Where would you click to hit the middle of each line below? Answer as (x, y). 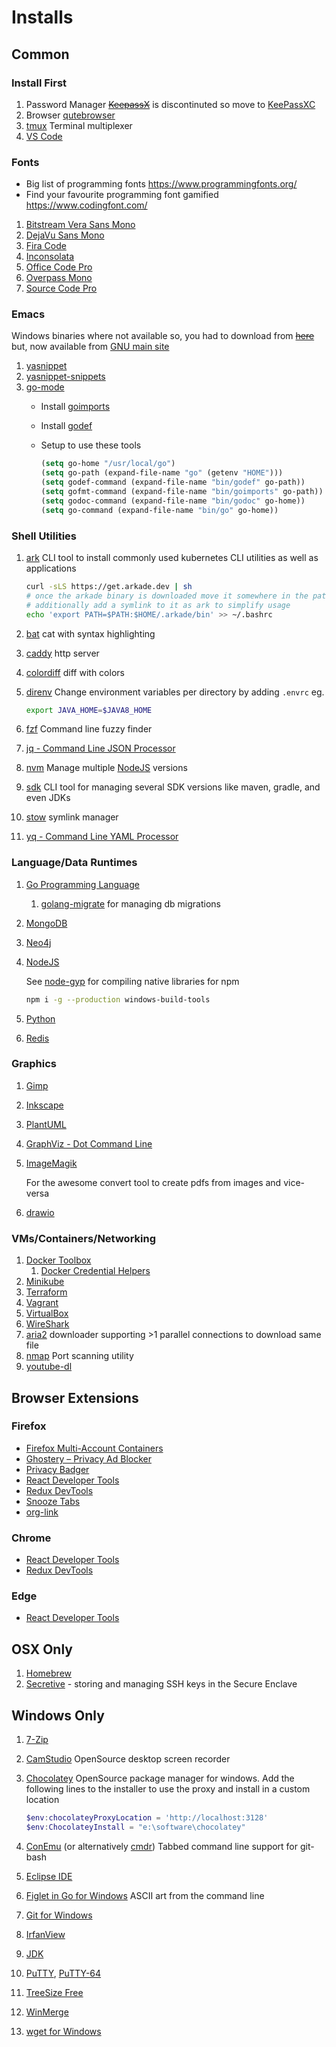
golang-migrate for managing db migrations (130, 903)
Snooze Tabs (53, 1501)
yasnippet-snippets (65, 377)
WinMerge (47, 2012)
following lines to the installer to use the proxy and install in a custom (168, 1789)
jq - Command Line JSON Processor (100, 748)
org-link (42, 1512)
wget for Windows (63, 2031)
